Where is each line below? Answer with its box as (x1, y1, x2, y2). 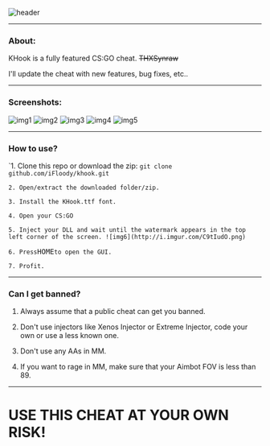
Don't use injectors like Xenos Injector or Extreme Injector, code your (19, 322, 248, 332)
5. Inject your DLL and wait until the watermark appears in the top (8, 225, 247, 233)
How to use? (8, 142, 58, 154)
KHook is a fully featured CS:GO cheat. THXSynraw (8, 53, 179, 64)
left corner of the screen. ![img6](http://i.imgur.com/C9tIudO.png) (8, 233, 247, 241)
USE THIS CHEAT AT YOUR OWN (8, 407, 229, 424)
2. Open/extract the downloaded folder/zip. (8, 184, 160, 192)
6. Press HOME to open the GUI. (8, 246, 112, 256)
